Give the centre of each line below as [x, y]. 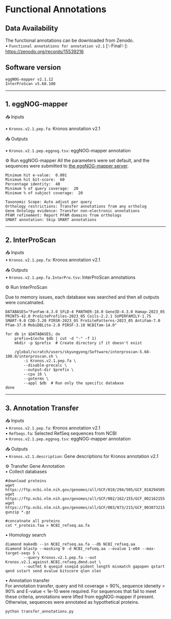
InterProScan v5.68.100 [31, 84]
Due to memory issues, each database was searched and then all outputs [82, 297]
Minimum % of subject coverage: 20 [44, 193]
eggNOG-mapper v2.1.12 [29, 79]
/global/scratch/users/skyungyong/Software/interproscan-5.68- [83, 352]
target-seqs [18, 553]
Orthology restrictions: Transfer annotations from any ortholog [76, 206]
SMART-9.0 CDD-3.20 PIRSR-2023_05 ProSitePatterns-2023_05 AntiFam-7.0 [83, 321]
